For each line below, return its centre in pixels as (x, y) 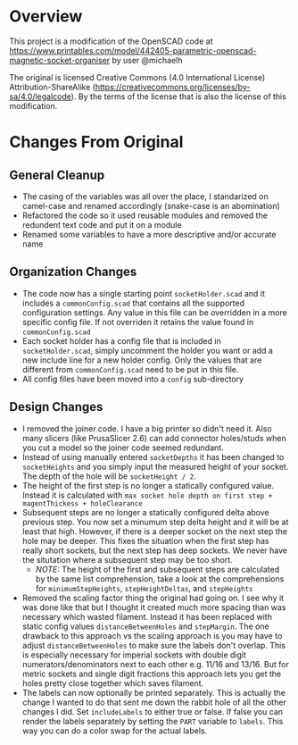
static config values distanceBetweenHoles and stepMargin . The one (145, 626)
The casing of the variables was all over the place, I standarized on (145, 196)
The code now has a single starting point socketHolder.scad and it (144, 293)
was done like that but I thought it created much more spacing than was (154, 607)
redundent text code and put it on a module (102, 224)
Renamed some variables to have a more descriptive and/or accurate (149, 234)
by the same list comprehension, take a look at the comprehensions (160, 579)
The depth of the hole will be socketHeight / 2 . (109, 476)
